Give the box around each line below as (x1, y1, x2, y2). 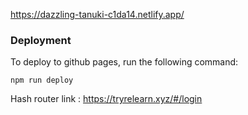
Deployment (10, 33, 72, 47)
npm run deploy (10, 75, 74, 86)
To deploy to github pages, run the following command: (10, 56, 239, 68)
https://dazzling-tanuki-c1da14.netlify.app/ (10, 9, 185, 20)
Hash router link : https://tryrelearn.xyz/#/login (10, 93, 203, 105)
